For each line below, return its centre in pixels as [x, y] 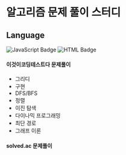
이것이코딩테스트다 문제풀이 [39, 64]
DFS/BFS [26, 93]
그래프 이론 [28, 131]
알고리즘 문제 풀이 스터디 [64, 12]
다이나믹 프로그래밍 [38, 116]
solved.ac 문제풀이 [29, 145]
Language [26, 35]
